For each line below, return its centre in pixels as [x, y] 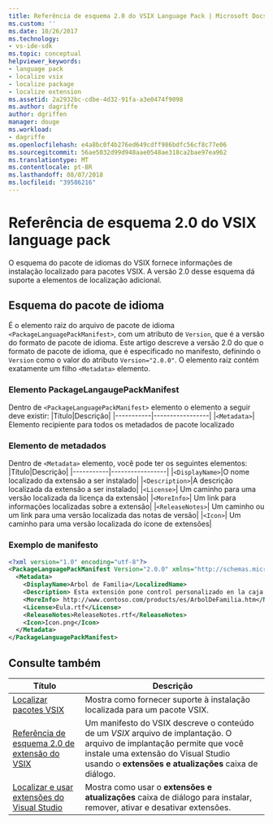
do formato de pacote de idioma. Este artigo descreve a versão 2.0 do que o [136, 342]
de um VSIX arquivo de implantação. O [158, 733]
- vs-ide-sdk [30, 46]
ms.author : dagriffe [43, 107]
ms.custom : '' [32, 24]
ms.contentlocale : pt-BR [50, 168]
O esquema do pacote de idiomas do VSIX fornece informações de [121, 262]
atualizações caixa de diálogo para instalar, [169, 797]
